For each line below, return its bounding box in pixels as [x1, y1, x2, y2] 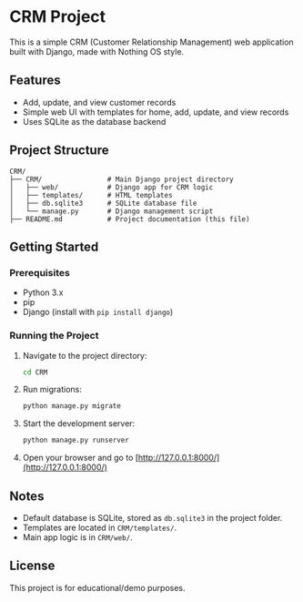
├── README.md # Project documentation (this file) [9, 214, 250, 224]
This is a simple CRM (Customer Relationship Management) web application [9, 36, 294, 47]
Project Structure [9, 143, 109, 158]
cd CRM [22, 367, 48, 377]
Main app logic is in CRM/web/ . [22, 531, 134, 543]
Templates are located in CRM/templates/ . [22, 522, 177, 533]
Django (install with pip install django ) [22, 307, 174, 318]
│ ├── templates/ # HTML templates [9, 190, 173, 199]
